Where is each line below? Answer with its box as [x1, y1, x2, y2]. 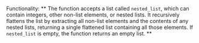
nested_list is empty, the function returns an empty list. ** [6, 30, 152, 37]
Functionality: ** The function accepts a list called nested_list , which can [6, 5, 189, 12]
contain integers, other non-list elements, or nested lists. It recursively [6, 11, 180, 18]
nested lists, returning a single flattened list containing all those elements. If [6, 24, 194, 31]
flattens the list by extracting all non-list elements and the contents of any [6, 18, 189, 24]
